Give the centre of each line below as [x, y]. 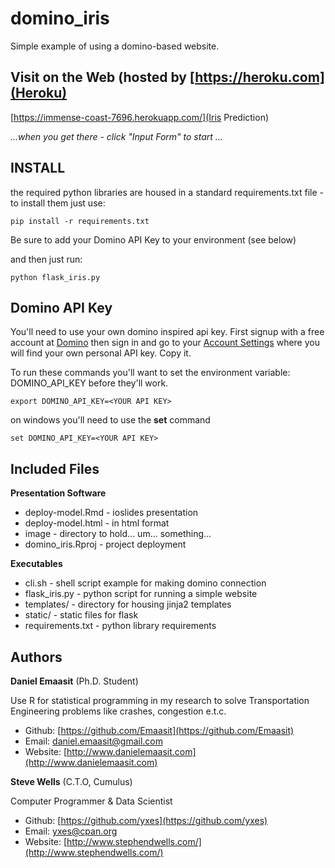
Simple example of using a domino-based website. [115, 46]
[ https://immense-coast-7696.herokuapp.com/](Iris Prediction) [140, 117]
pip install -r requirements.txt [80, 221]
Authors [36, 657]
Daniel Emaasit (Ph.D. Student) [74, 681]
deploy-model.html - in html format [97, 523]
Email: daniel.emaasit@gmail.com [93, 741]
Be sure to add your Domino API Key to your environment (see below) [153, 239]
